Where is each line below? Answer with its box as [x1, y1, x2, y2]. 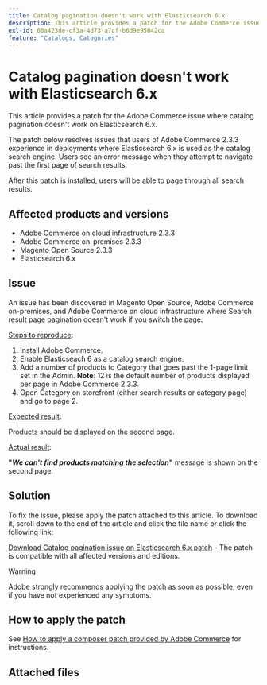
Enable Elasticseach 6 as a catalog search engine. [19, 354, 184, 363]
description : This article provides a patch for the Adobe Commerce [8, 19, 240, 27]
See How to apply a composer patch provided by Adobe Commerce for [8, 634, 242, 644]
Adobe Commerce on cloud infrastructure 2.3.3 [19, 228, 176, 238]
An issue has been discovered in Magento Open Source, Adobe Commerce [8, 297, 254, 307]
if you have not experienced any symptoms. [8, 590, 153, 600]
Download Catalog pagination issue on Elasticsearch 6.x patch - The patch [8, 542, 253, 552]
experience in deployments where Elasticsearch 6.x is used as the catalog [8, 144, 251, 153]
